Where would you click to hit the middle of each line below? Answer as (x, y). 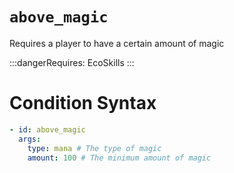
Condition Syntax (83, 103)
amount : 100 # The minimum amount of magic (119, 158)
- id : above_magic (47, 129)
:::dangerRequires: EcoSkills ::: (72, 62)
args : (30, 139)
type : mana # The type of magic (94, 148)
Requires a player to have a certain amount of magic (117, 43)
